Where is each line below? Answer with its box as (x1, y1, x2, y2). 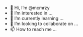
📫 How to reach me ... (10, 26, 57, 32)
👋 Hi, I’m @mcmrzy (10, 5, 50, 10)
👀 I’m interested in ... (10, 10, 53, 16)
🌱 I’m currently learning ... (10, 15, 64, 21)
